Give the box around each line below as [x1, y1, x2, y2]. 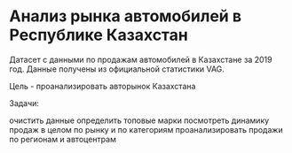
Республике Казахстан [9, 25, 188, 45]
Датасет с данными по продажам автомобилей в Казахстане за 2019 [9, 54, 272, 65]
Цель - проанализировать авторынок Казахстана [9, 80, 196, 91]
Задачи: [9, 97, 40, 108]
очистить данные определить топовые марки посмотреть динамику [9, 115, 270, 126]
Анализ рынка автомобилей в [9, 6, 242, 27]
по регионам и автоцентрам [9, 134, 117, 144]
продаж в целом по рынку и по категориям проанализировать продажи [9, 124, 283, 134]
